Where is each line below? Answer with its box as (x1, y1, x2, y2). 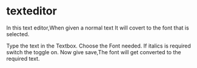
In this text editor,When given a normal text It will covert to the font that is (6, 24, 189, 31)
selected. (6, 30, 30, 37)
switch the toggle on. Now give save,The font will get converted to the (6, 48, 181, 55)
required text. (6, 55, 40, 62)
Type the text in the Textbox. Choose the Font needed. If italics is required (6, 42, 191, 49)
